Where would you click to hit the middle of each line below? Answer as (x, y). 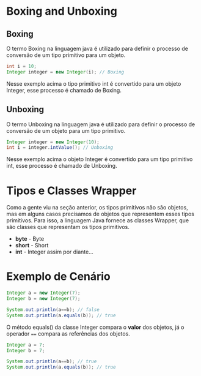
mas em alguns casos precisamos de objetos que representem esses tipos (100, 214)
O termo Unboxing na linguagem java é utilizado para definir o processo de (101, 124)
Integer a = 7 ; (26, 345)
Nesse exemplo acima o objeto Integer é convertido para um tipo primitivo (100, 159)
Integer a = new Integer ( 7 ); (43, 293)
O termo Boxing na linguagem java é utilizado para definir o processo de (97, 48)
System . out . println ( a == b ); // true (52, 362)
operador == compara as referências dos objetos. (68, 333)
